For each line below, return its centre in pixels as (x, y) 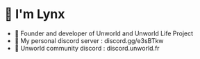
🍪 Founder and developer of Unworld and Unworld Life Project (104, 33)
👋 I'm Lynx (35, 14)
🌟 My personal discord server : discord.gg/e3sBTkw (89, 40)
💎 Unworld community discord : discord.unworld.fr (87, 48)
